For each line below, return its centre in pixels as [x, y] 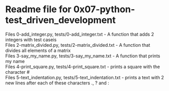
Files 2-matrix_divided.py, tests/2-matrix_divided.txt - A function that [78, 45]
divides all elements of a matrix [38, 50]
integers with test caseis [31, 40]
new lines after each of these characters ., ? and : [57, 83]
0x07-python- [104, 9]
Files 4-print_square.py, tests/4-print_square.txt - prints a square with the [83, 67]
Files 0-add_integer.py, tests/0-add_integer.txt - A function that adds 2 [80, 34]
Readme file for [38, 9]
